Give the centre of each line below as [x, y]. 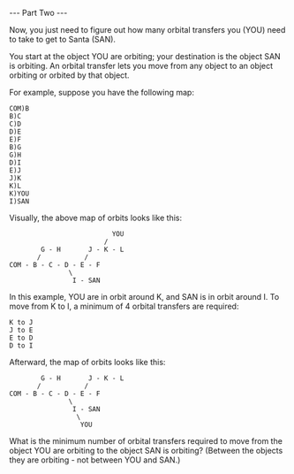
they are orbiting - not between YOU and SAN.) [95, 460]
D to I [21, 346]
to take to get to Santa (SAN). [63, 39]
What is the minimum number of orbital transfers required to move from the [146, 441]
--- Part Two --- [38, 13]
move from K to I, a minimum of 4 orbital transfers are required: [124, 306]
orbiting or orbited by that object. [69, 75]
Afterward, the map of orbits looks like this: [87, 362]
